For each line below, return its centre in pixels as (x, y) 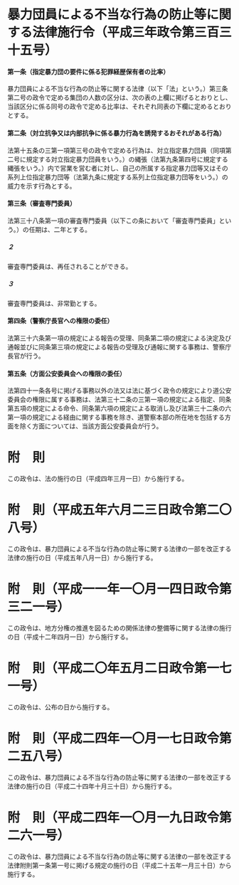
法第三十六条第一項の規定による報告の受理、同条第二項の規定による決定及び (119, 338)
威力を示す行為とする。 (42, 186)
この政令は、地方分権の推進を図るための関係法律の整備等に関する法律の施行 (119, 627)
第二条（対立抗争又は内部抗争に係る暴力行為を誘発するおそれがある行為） (116, 133)
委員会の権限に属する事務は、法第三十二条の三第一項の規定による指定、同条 (119, 400)
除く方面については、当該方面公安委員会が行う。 (91, 426)
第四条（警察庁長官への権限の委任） (60, 321)
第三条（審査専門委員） (42, 203)
